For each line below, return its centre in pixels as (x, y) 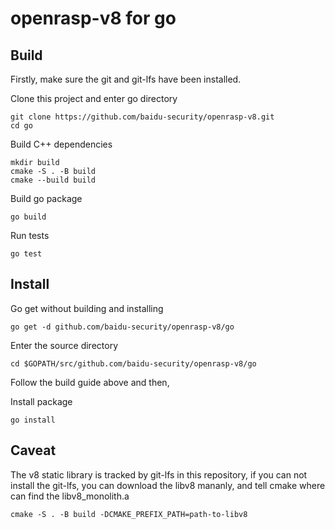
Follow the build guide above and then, (90, 382)
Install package (41, 401)
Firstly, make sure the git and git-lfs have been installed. (126, 79)
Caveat (33, 450)
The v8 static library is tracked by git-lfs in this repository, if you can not (159, 474)
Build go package (46, 198)
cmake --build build (53, 180)
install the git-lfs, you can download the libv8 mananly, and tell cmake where (168, 485)
